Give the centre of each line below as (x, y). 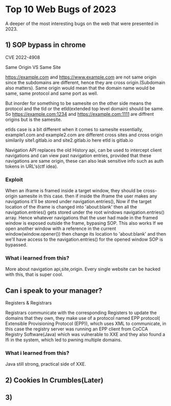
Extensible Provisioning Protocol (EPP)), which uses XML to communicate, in (86, 324)
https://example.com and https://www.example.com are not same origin (81, 77)
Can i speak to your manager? (54, 290)
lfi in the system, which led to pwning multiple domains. (64, 340)
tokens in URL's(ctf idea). (32, 166)
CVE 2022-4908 (23, 57)
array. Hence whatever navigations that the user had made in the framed (82, 218)
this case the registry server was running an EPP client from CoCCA (77, 329)
